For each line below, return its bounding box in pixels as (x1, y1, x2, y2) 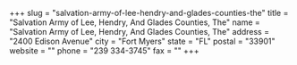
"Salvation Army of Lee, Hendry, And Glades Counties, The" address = (9, 27, 270, 37)
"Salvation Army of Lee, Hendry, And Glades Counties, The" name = (9, 17, 261, 28)
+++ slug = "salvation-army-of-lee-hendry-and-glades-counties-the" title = (9, 8, 289, 18)
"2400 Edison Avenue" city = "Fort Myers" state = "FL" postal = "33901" (9, 36, 276, 46)
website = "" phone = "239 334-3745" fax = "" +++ (9, 45, 199, 56)
